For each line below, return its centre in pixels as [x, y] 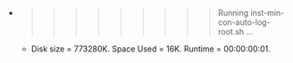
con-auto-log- [244, 22]
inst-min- [267, 13]
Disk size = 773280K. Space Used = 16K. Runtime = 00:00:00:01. [151, 49]
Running [233, 13]
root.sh [231, 31]
